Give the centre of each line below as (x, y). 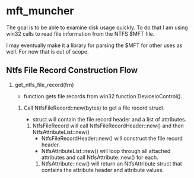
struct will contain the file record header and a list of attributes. (109, 119)
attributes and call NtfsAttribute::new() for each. (100, 157)
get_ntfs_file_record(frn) (44, 85)
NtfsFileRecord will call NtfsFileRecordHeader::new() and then (108, 126)
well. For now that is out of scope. (47, 51)
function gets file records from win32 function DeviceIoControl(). (103, 96)
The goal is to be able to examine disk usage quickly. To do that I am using (97, 27)
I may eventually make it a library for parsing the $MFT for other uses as (94, 45)
